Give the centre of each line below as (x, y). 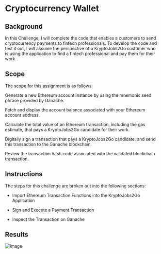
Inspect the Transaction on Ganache (48, 219)
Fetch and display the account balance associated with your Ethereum (75, 109)
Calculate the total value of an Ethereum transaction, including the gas (75, 124)
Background (24, 27)
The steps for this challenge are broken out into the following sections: (75, 186)
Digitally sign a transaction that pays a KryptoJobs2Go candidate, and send (80, 139)
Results (17, 235)
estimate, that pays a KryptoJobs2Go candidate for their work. (67, 129)
